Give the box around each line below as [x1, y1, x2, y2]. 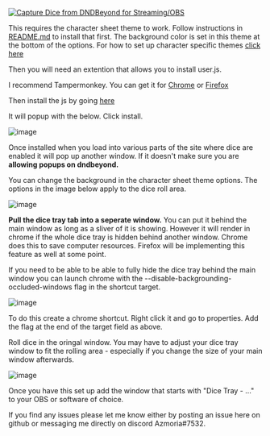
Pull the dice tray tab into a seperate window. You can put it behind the [8, 215, 247, 225]
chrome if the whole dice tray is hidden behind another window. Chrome [8, 232, 248, 242]
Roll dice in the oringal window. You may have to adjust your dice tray [8, 338, 239, 347]
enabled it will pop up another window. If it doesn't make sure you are [8, 152, 239, 160]
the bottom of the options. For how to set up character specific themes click [8, 40, 261, 50]
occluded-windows [8, 282, 73, 292]
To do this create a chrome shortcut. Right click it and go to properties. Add [8, 314, 260, 322]
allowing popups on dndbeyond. [8, 160, 119, 169]
